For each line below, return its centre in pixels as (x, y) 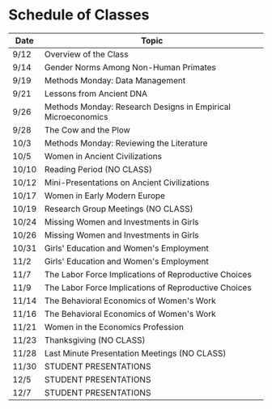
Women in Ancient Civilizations (103, 156)
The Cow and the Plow (87, 129)
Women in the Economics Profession (114, 327)
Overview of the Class (86, 54)
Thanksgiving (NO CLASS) (95, 339)
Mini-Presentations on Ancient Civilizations (127, 182)
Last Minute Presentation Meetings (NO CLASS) (135, 353)
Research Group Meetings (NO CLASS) (119, 209)
